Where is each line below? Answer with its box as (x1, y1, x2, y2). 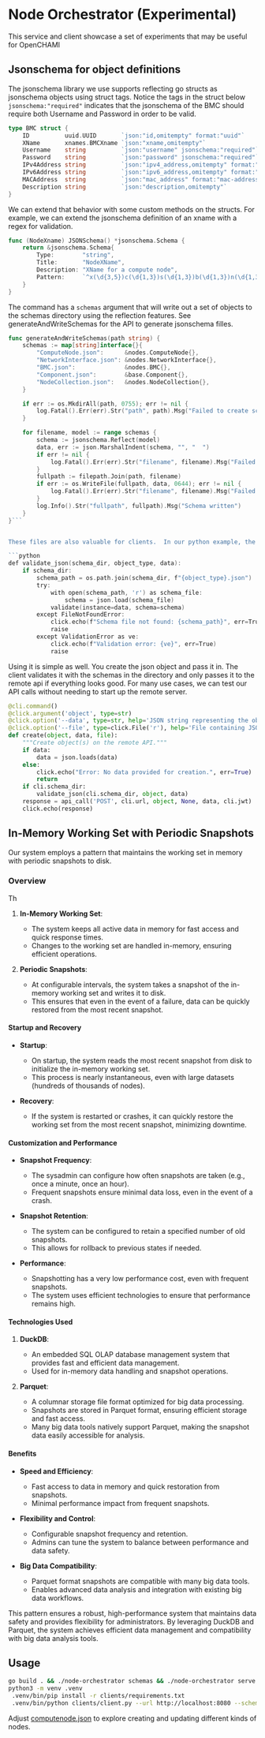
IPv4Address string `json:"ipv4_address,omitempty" (22, 161, 227, 169)
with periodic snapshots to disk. (8, 856, 112, 865)
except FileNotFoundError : (36, 611, 125, 619)
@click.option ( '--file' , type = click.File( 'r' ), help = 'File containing (8, 724, 245, 732)
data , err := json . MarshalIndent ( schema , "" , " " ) (36, 443, 211, 451)
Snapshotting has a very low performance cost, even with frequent (31, 1274, 249, 1284)
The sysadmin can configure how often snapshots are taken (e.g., (31, 1171, 246, 1180)
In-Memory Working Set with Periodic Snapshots (8, 827, 255, 840)
